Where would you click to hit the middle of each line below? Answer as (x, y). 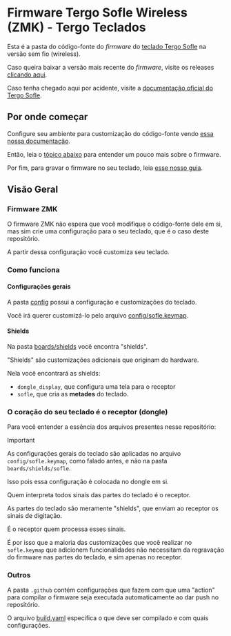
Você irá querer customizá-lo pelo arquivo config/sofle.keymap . (98, 315)
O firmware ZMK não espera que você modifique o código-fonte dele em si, (115, 224)
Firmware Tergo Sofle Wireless (97, 13)
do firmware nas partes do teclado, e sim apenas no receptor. (95, 557)
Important (21, 441)
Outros (19, 575)
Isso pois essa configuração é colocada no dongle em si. (88, 482)
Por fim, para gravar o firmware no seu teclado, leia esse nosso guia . (105, 168)
